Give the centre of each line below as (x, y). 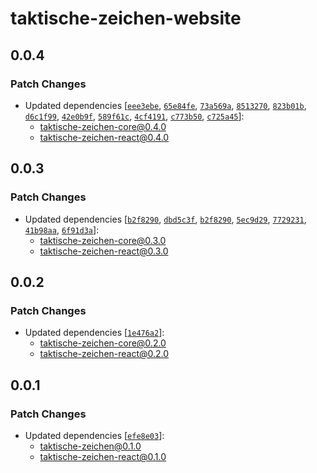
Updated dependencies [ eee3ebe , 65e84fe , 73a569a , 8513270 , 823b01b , (165, 105)
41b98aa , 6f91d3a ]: (62, 229)
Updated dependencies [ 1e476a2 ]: (94, 333)
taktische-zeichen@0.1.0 (90, 446)
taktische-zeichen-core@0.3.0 (103, 240)
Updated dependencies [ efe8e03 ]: (94, 435)
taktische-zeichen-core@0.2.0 (103, 343)
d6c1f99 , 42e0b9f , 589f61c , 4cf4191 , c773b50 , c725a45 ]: (134, 116)
